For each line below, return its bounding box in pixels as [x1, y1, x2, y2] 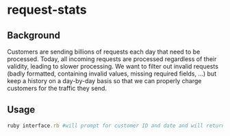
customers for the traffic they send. [7, 84, 107, 92]
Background [7, 30, 60, 41]
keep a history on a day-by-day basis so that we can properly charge [7, 77, 202, 84]
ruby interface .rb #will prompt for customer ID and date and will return [7, 122, 225, 129]
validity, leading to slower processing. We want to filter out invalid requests [7, 63, 219, 70]
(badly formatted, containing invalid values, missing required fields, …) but [7, 69, 217, 78]
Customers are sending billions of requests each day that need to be [7, 47, 201, 56]
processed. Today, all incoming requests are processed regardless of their [7, 55, 217, 63]
